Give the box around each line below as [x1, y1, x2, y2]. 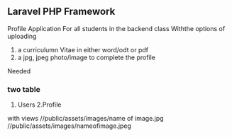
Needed [7, 66, 31, 75]
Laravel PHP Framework [7, 6, 116, 18]
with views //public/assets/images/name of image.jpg [7, 114, 165, 123]
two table [7, 84, 40, 94]
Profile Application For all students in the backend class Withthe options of [7, 24, 226, 32]
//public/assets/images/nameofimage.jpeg [7, 121, 131, 130]
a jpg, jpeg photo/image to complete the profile [17, 53, 156, 61]
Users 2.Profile [17, 100, 62, 109]
